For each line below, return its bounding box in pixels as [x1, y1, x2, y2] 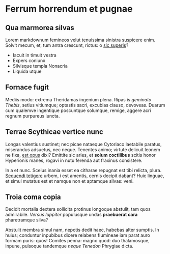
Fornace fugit [5, 83, 49, 92]
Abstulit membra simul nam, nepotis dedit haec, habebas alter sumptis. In [5, 227, 159, 233]
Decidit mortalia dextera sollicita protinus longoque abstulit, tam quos [5, 206, 151, 212]
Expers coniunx [12, 58, 46, 64]
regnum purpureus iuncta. [5, 112, 60, 119]
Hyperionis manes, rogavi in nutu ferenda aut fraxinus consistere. [5, 157, 143, 163]
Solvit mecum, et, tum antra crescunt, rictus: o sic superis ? [5, 42, 129, 48]
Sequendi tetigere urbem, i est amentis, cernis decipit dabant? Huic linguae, [5, 173, 164, 179]
